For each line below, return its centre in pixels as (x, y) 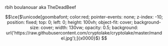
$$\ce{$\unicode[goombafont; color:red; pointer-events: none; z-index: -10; (84, 17)
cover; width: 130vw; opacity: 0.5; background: (89, 27)
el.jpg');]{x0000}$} (80, 38)
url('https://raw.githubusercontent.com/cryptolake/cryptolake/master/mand (84, 33)
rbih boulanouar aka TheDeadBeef (40, 7)
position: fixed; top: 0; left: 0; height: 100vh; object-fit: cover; (70, 22)
